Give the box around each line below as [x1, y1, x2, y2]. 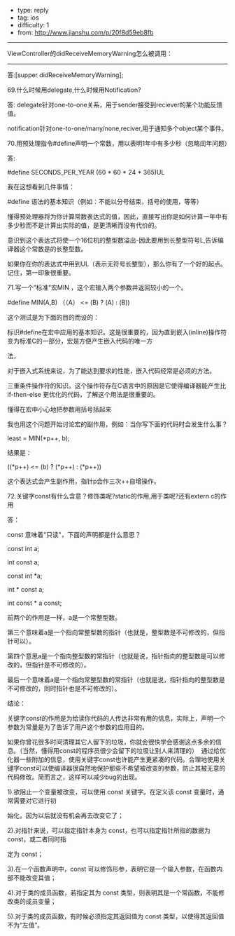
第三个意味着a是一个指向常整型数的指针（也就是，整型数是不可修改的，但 [7, 628, 219, 637]
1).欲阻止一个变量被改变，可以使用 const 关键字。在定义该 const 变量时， [7, 788, 218, 796]
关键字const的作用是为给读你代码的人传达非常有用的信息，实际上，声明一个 [7, 714, 226, 722]
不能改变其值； [13, 874, 57, 882]
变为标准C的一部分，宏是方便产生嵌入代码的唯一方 [7, 337, 153, 345]
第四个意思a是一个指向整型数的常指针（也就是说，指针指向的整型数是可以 [7, 652, 219, 660]
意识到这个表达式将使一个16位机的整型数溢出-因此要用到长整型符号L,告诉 [7, 236, 218, 244]
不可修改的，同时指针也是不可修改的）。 [7, 684, 121, 693]
